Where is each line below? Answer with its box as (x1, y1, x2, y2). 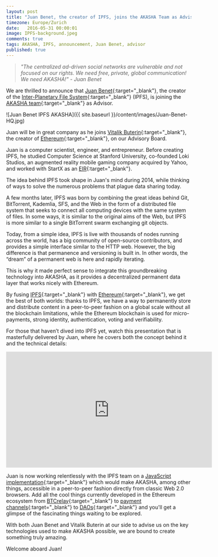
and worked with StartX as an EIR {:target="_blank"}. (6, 165, 132, 172)
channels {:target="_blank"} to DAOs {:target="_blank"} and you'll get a (6, 503, 176, 510)
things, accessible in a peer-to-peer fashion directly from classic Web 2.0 (6, 485, 185, 492)
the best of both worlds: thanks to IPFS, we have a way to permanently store (6, 297, 191, 304)
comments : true (6, 36, 43, 42)
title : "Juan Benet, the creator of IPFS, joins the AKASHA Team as (6, 14, 177, 20)
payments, (6, 316, 32, 323)
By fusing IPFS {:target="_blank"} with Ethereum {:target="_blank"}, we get (6, 291, 185, 298)
